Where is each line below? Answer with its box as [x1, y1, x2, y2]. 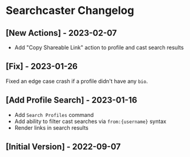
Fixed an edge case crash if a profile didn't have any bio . [5, 77, 148, 85]
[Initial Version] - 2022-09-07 [5, 142, 121, 152]
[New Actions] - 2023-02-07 [5, 28, 117, 38]
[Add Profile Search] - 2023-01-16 [5, 95, 138, 105]
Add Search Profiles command [14, 111, 94, 118]
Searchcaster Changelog [5, 4, 135, 18]
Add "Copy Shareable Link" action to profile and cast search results [14, 44, 184, 51]
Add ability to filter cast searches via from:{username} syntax [14, 118, 166, 125]
